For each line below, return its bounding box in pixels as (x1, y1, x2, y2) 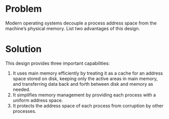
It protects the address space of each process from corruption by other (12, 103, 164, 109)
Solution (5, 43, 42, 55)
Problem (5, 3, 42, 15)
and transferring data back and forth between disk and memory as (12, 81, 154, 87)
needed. (12, 86, 31, 92)
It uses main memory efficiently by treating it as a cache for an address (12, 70, 163, 76)
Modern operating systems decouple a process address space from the (5, 20, 157, 26)
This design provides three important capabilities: (5, 60, 110, 66)
